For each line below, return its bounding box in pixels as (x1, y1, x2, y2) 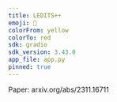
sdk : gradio (8, 41, 47, 49)
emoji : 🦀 (8, 19, 37, 27)
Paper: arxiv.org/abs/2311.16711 (8, 85, 109, 94)
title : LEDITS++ (8, 11, 62, 20)
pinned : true (8, 63, 51, 71)
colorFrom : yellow (8, 26, 69, 34)
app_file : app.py (8, 56, 66, 64)
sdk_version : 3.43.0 (8, 48, 77, 56)
